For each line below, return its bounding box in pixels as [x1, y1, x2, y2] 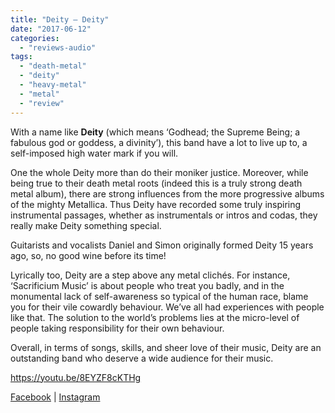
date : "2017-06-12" [10, 24, 92, 34]
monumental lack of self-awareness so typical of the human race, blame [10, 290, 309, 302]
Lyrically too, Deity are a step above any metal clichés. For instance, [10, 269, 291, 281]
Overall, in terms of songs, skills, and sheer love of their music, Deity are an [10, 341, 322, 353]
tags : [10, 52, 33, 62]
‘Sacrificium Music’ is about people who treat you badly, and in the [10, 279, 285, 291]
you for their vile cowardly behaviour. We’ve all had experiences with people [10, 301, 325, 313]
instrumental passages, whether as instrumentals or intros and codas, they [10, 209, 318, 221]
